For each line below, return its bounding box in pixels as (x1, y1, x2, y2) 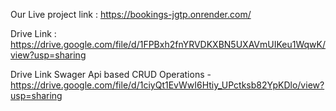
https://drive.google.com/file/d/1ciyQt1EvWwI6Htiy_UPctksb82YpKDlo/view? (10, 79, 325, 91)
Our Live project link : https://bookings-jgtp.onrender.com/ (10, 9, 252, 20)
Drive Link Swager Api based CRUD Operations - (10, 69, 212, 80)
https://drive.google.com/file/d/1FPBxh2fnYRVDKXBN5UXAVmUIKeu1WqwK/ (10, 39, 326, 50)
